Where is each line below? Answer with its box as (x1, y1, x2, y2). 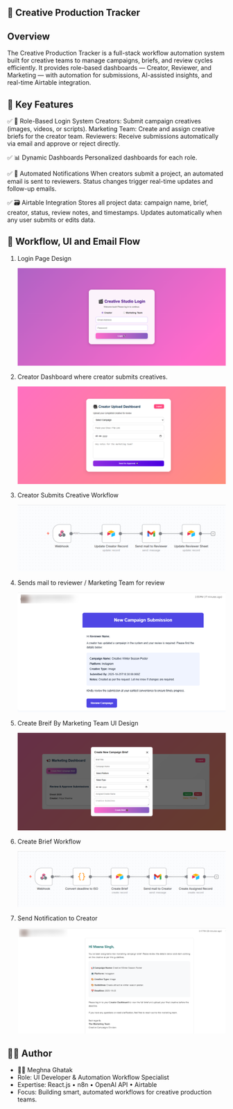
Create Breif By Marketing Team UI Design (17, 719, 139, 728)
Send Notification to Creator (17, 914, 98, 922)
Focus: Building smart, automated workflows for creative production (17, 1088, 212, 1097)
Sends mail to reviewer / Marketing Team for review (17, 578, 165, 587)
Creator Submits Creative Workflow (17, 491, 119, 499)
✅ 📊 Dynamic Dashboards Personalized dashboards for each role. (7, 153, 198, 162)
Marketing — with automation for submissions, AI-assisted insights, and (7, 71, 213, 80)
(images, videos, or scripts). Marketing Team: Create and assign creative (7, 125, 215, 133)
